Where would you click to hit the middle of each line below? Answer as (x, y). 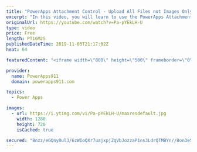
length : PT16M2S (26, 39)
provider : (18, 71)
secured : (17, 140)
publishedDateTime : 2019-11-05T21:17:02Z (57, 44)
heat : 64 (17, 50)
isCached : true (35, 130)
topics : (16, 92)
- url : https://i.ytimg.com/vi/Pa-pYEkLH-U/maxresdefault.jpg (89, 113)
